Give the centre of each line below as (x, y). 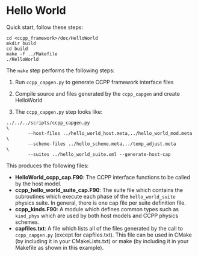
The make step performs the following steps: (60, 70)
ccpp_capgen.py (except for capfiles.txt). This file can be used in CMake (104, 235)
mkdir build (21, 43)
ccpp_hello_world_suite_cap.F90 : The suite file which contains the (99, 190)
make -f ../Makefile (32, 54)
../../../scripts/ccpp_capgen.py (48, 123)
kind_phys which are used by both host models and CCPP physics (97, 215)
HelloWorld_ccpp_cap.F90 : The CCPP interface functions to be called (103, 177)
